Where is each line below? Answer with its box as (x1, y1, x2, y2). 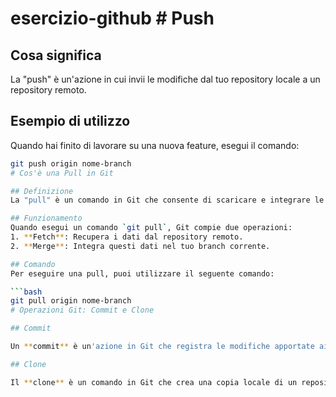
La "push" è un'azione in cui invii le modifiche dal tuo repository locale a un (10, 73, 321, 85)
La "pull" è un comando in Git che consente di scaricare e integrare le (10, 195, 325, 206)
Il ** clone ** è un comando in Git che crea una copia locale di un (10, 377, 298, 387)
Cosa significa (10, 47, 102, 64)
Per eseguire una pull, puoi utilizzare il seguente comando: (10, 268, 275, 279)
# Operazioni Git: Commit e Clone (10, 305, 155, 316)
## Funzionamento (10, 213, 83, 224)
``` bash (10, 287, 43, 297)
